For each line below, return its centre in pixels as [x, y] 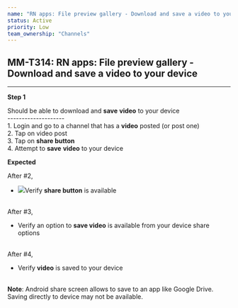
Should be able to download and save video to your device [93, 111]
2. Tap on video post [37, 133]
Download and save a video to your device [103, 73]
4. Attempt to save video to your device [66, 149]
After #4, [20, 254]
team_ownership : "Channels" [49, 34]
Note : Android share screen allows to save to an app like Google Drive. [110, 289]
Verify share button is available [70, 190]
